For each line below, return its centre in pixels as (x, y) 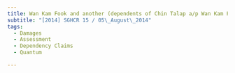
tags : (15, 26)
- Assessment (33, 40)
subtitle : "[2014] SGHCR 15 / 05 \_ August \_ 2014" (79, 20)
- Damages (28, 33)
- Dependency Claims (43, 46)
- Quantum (28, 53)
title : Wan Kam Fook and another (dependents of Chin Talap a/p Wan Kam (115, 14)
